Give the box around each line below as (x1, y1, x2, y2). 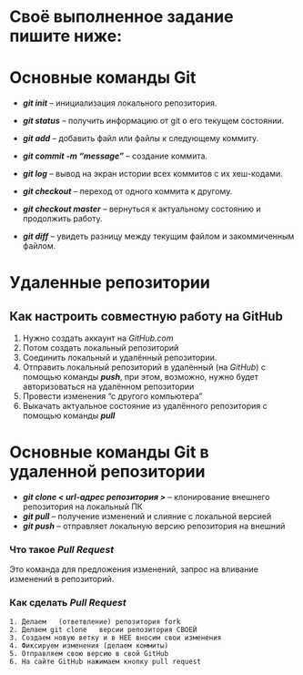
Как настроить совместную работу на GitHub (9, 308, 284, 324)
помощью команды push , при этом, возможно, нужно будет (22, 372, 259, 383)
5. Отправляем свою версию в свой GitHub (9, 649, 169, 658)
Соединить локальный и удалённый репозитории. (22, 353, 217, 363)
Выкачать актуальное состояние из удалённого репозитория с (22, 401, 268, 412)
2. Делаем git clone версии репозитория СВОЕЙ (9, 625, 197, 634)
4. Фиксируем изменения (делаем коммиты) (9, 640, 169, 650)
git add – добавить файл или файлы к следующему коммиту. (22, 133, 259, 144)
